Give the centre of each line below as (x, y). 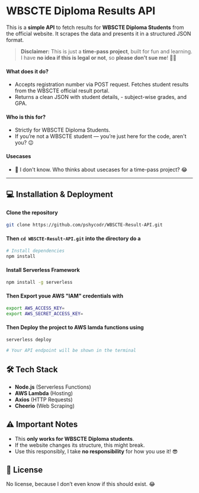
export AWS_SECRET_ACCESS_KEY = (45, 314)
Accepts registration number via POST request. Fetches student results (102, 85)
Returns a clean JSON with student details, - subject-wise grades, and (100, 97)
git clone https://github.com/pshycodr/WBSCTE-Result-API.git (84, 225)
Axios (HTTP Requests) (44, 399)
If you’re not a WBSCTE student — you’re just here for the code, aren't (100, 136)
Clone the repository (32, 212)
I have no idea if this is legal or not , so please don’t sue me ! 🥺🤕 (98, 57)
